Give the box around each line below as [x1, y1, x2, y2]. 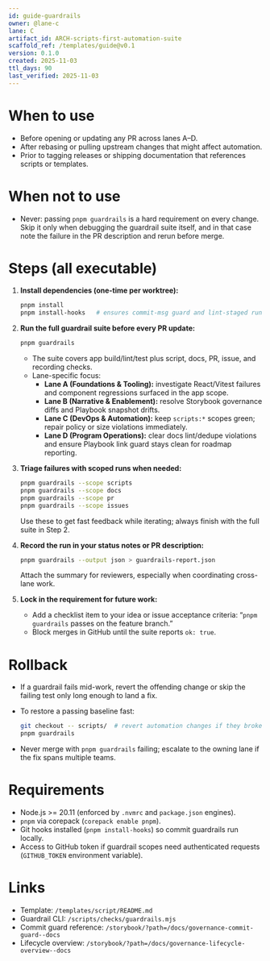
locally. [19, 834, 44, 843]
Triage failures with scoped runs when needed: [19, 464, 182, 473]
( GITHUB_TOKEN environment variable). [19, 851, 143, 860]
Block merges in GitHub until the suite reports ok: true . [31, 627, 217, 637]
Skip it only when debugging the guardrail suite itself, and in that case [19, 223, 252, 232]
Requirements [8, 781, 105, 799]
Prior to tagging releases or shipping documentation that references [19, 150, 246, 160]
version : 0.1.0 [8, 49, 60, 57]
